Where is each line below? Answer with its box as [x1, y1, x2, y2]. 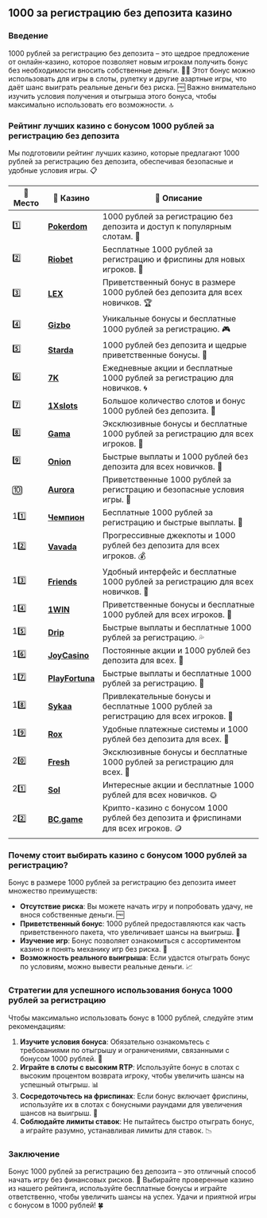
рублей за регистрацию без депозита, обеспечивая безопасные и [8, 156, 234, 166]
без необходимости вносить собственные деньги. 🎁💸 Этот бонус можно [8, 65, 256, 75]
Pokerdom [47, 221, 87, 232]
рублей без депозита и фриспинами [102, 812, 242, 823]
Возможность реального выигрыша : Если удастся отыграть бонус [19, 953, 250, 963]
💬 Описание [154, 192, 203, 203]
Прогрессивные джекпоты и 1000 [102, 529, 236, 540]
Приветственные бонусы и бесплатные [102, 599, 255, 610]
